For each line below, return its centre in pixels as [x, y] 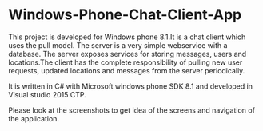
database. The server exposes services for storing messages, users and [128, 54]
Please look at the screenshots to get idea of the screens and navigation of [132, 110]
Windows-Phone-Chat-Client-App [125, 15]
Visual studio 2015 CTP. [47, 94]
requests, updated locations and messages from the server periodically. [127, 70]
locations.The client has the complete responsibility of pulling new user [126, 62]
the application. [34, 118]
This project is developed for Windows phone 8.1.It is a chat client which [127, 37]
